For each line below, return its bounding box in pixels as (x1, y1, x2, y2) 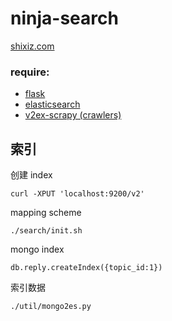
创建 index (10, 169, 53, 181)
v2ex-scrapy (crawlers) (24, 109, 122, 121)
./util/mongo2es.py (10, 302, 92, 312)
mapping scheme (10, 207, 82, 219)
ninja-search (10, 7, 119, 30)
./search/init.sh (10, 226, 83, 236)
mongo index (10, 243, 65, 256)
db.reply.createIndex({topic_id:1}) (10, 263, 163, 273)
